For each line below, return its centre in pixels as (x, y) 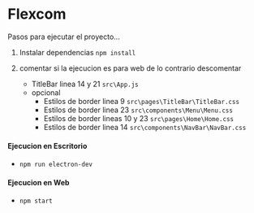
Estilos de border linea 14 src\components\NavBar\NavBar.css (145, 127)
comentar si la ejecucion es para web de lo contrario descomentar (130, 68)
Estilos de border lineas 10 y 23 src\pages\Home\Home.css (139, 118)
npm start (36, 201)
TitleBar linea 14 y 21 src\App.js (85, 84)
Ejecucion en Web (39, 182)
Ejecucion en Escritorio (47, 146)
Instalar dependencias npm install (77, 52)
